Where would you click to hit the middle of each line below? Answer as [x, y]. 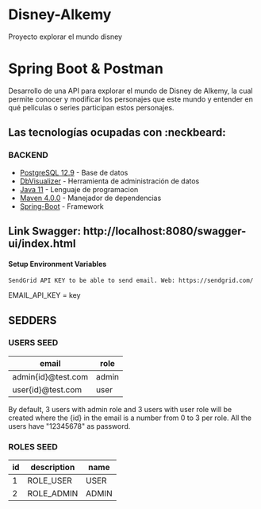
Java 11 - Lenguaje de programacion [79, 189]
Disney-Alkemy [60, 15]
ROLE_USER [50, 480]
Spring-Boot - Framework [62, 206]
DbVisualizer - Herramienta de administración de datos [109, 181]
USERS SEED [33, 343]
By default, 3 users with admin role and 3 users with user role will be [120, 409]
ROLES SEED [33, 446]
